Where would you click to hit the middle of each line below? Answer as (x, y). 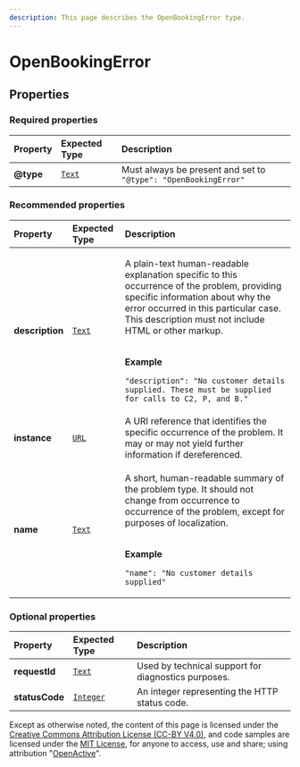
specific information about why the (197, 297)
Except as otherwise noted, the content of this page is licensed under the (144, 725)
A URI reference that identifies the (196, 421)
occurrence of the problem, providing (203, 285)
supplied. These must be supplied (198, 389)
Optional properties (53, 616)
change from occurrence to (182, 500)
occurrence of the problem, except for (205, 511)
